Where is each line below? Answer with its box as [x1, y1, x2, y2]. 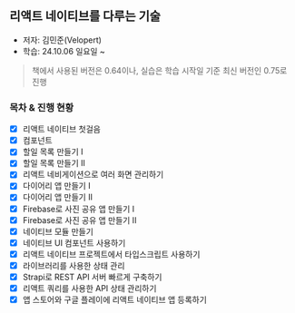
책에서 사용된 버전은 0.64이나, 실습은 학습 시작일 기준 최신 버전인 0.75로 [31, 64, 288, 75]
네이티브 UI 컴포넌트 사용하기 [22, 237, 126, 248]
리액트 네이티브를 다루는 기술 [9, 8, 162, 24]
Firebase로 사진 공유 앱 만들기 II [22, 214, 137, 225]
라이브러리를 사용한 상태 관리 [22, 259, 125, 270]
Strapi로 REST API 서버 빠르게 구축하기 [22, 271, 162, 282]
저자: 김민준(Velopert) [22, 34, 103, 45]
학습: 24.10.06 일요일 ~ [22, 45, 106, 56]
